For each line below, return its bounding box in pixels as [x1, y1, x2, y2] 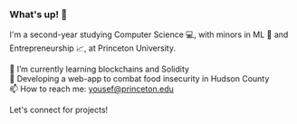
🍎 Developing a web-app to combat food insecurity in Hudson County [9, 73, 270, 84]
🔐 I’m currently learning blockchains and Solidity [9, 63, 190, 75]
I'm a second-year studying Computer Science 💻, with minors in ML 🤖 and [9, 29, 289, 40]
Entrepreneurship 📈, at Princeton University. [9, 43, 177, 53]
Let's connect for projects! [9, 104, 109, 116]
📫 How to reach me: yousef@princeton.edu [9, 83, 175, 94]
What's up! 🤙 [9, 8, 68, 21]
